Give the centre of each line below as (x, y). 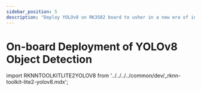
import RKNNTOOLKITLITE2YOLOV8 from (58, 76)
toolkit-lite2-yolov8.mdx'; (37, 82)
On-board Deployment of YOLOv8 (92, 47)
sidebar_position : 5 (32, 12)
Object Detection (49, 59)
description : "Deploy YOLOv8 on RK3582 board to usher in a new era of (97, 17)
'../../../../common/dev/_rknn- (146, 76)
